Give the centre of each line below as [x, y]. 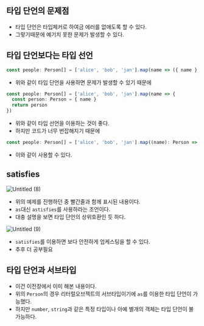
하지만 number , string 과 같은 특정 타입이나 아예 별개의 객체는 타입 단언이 [101, 309]
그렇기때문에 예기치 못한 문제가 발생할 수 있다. [70, 34]
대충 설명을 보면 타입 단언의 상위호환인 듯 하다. [70, 217]
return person [30, 105]
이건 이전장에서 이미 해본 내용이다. [56, 286]
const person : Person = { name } [54, 99]
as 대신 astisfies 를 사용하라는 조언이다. [63, 209]
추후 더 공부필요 [34, 249]
